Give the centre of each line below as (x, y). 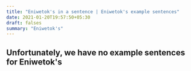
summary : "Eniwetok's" (35, 28)
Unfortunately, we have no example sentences (96, 52)
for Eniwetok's (34, 62)
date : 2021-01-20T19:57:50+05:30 (48, 17)
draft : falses (24, 23)
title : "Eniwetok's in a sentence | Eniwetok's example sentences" (93, 12)
